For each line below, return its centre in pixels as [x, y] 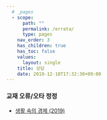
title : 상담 [31, 68]
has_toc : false [36, 52]
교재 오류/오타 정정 [32, 96]
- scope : [23, 18]
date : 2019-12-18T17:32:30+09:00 [59, 74]
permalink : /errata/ [48, 29]
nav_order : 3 [34, 40]
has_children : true [42, 46]
